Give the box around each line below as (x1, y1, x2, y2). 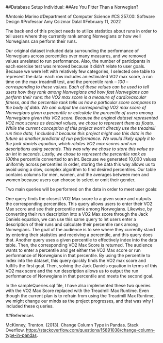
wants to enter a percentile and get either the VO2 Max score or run (5, 247, 141, 253)
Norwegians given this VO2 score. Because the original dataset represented (5, 115, 158, 120)
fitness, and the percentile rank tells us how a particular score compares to (5, 100, 157, 105)
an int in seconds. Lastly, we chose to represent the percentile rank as (5, 151, 146, 157)
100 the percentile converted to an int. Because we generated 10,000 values (5, 156, 157, 162)
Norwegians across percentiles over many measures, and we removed (5, 53, 147, 59)
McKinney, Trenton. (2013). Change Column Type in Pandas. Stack (5, 322, 139, 327)
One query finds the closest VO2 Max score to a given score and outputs (5, 196, 151, 201)
